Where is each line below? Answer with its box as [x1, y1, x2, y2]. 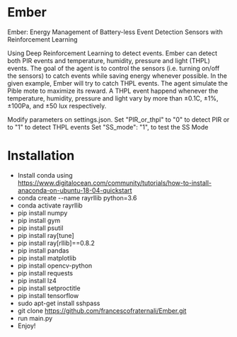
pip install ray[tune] [17, 231, 74, 239]
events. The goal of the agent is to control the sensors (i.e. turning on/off [7, 64, 220, 72]
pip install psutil [17, 224, 64, 232]
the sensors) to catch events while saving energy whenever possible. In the [7, 72, 228, 80]
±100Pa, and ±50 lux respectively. [7, 101, 107, 110]
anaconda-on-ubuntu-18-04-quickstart [17, 185, 132, 195]
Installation [7, 148, 75, 164]
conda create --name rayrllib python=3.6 [17, 193, 137, 202]
